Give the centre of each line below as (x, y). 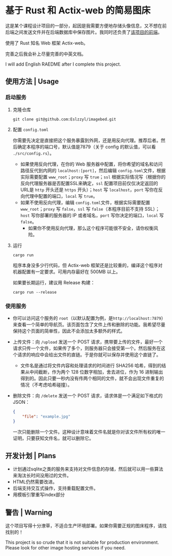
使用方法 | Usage (32, 82)
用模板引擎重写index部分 (39, 495)
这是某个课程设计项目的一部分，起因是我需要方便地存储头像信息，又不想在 (84, 26)
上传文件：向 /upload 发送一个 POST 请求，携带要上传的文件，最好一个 (88, 342)
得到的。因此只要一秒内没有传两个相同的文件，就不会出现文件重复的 (92, 378)
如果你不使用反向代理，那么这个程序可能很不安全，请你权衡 (91, 228)
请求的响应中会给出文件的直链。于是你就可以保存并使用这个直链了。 (89, 355)
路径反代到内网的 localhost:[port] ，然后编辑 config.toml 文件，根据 (93, 170)
